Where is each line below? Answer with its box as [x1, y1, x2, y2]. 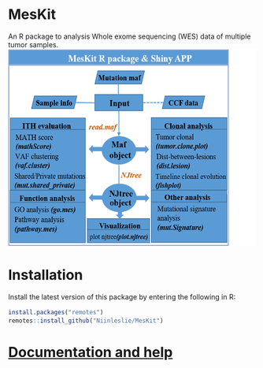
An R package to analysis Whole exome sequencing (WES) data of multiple [8, 32, 251, 41]
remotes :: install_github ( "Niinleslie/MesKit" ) [8, 317, 164, 325]
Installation [8, 266, 83, 284]
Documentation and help [8, 343, 173, 361]
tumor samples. [8, 39, 59, 49]
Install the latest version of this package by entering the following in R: [8, 292, 236, 301]
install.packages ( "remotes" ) [8, 308, 104, 316]
